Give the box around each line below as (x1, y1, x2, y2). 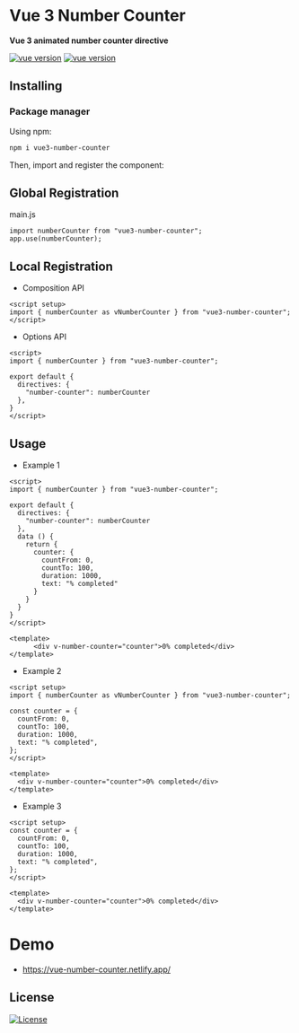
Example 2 (22, 665, 62, 676)
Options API (22, 331, 67, 342)
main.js (9, 209, 36, 220)
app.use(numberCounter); (9, 234, 102, 243)
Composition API (22, 283, 85, 293)
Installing (9, 78, 63, 94)
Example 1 (22, 460, 60, 470)
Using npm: (9, 126, 52, 136)
